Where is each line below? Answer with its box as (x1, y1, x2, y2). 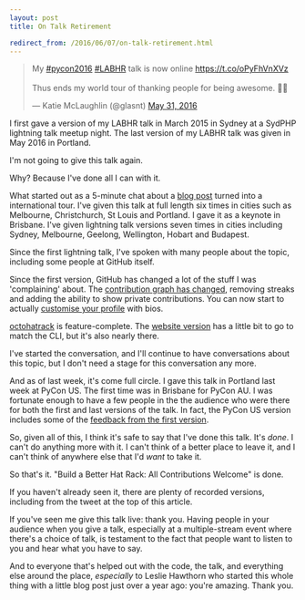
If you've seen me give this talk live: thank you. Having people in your (9, 514, 269, 525)
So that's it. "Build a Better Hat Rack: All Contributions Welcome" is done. (9, 469, 284, 480)
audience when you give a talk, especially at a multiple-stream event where (9, 523, 292, 534)
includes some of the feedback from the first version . (9, 414, 209, 425)
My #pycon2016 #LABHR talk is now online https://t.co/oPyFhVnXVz (31, 63, 289, 74)
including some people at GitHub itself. (9, 256, 155, 267)
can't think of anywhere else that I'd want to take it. (9, 451, 202, 462)
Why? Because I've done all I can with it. (9, 172, 161, 183)
